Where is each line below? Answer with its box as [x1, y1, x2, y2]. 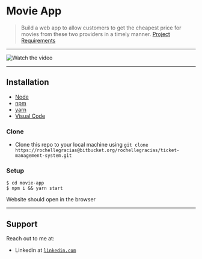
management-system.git [14, 153, 72, 159]
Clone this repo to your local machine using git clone [14, 141, 148, 148]
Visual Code [14, 112, 46, 120]
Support [6, 219, 38, 229]
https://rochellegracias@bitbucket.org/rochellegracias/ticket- [14, 147, 180, 154]
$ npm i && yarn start [6, 185, 63, 192]
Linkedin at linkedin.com [14, 246, 76, 254]
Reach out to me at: [6, 235, 55, 242]
